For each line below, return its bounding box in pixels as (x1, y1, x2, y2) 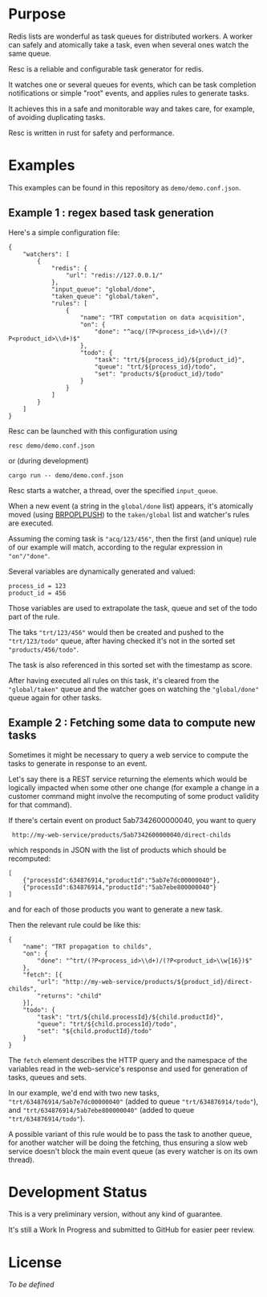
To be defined (8, 1280, 55, 1290)
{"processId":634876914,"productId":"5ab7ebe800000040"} (22, 883, 217, 891)
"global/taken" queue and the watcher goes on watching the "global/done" (8, 684, 259, 694)
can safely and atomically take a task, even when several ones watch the (8, 39, 249, 49)
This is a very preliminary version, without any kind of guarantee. (8, 1209, 223, 1219)
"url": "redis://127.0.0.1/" (65, 271, 163, 279)
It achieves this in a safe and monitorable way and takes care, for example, (8, 104, 255, 113)
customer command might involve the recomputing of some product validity (8, 791, 259, 801)
